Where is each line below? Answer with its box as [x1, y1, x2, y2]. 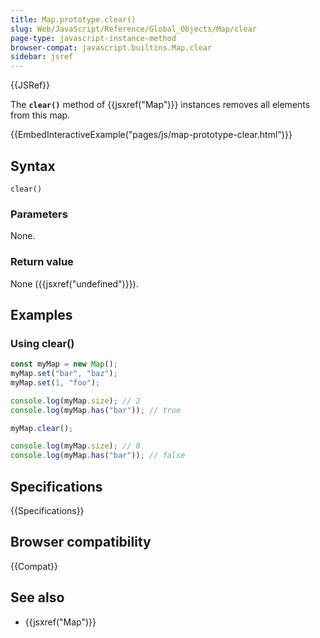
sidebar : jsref [10, 52, 74, 62]
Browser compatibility [10, 534, 152, 551]
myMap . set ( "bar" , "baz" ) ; [10, 369, 118, 379]
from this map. [10, 109, 71, 121]
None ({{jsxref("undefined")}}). [10, 277, 139, 290]
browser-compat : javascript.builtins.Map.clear [10, 42, 213, 53]
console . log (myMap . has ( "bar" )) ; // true [10, 405, 182, 415]
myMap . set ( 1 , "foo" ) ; [10, 377, 101, 388]
